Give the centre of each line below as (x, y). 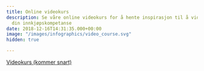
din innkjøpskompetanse (42, 23)
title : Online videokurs (38, 12)
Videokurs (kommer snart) (39, 62)
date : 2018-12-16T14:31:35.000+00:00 (54, 29)
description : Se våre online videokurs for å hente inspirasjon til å (97, 17)
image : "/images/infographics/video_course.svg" (69, 34)
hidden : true (23, 40)
